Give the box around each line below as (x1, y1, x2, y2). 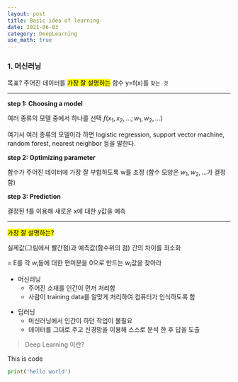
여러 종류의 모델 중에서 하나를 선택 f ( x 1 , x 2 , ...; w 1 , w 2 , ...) (7, 114, 163, 125)
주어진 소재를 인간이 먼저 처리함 (28, 284, 115, 292)
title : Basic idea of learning (7, 17, 100, 24)
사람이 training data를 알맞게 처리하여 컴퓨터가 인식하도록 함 (28, 292, 196, 301)
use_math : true (7, 37, 52, 44)
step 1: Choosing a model (7, 100, 83, 108)
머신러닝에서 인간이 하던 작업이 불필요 (28, 316, 133, 325)
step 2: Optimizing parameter (7, 154, 96, 162)
